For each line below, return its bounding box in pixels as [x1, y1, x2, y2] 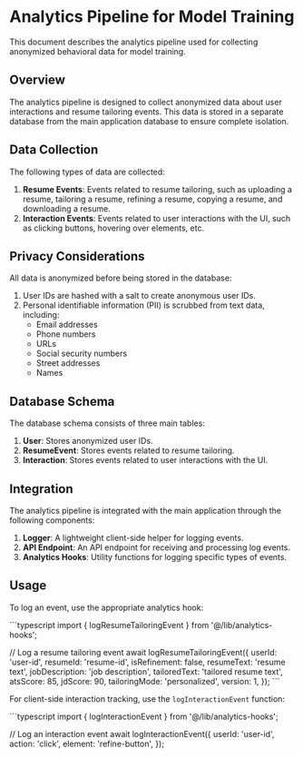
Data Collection [9, 143, 99, 158]
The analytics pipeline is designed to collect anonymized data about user [9, 96, 283, 107]
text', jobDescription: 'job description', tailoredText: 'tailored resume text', [9, 665, 283, 677]
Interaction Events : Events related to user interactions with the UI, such [22, 212, 291, 223]
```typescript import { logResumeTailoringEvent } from [9, 619, 210, 630]
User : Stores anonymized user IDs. [22, 436, 153, 447]
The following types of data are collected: [9, 166, 165, 177]
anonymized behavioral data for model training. [9, 45, 186, 56]
